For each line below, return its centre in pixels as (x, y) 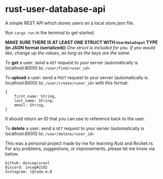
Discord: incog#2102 (27, 167)
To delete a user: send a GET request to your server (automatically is (75, 128)
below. (12, 154)
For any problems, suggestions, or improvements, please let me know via (80, 149)
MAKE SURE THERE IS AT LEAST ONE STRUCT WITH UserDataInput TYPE (81, 42)
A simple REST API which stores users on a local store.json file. (70, 23)
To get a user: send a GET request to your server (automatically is (72, 62)
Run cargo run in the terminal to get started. (50, 32)
